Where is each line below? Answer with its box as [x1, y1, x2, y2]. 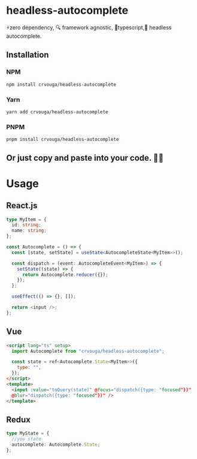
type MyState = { [6, 430, 50, 437]
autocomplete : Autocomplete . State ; [11, 442, 101, 448]
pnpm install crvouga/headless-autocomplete [6, 136, 119, 143]
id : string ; [11, 222, 42, 228]
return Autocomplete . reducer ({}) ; [22, 271, 109, 278]
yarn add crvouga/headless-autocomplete [6, 109, 109, 115]
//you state [11, 436, 42, 442]
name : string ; [11, 227, 47, 234]
